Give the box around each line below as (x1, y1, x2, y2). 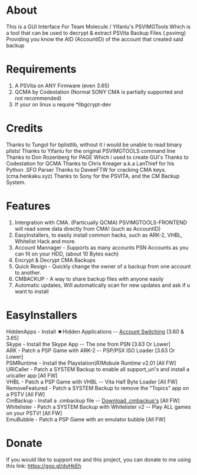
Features (6, 199, 51, 212)
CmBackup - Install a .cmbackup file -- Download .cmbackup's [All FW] (6, 397, 180, 404)
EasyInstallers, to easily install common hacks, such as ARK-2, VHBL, (14, 231, 183, 238)
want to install (14, 287, 49, 295)
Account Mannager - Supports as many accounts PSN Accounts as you (14, 244, 189, 251)
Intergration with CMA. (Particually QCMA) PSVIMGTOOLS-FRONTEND (14, 219, 188, 226)
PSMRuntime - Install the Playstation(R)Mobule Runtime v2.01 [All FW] (6, 359, 176, 366)
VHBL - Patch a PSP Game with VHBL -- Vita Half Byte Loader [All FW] (6, 378, 178, 385)
